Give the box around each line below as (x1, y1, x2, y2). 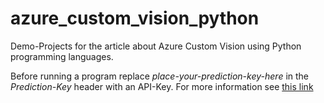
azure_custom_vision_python (10, 7, 260, 30)
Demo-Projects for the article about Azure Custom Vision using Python (10, 40, 302, 52)
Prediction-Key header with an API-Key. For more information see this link (10, 80, 314, 92)
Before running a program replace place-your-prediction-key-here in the (10, 70, 310, 82)
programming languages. (10, 50, 114, 62)
